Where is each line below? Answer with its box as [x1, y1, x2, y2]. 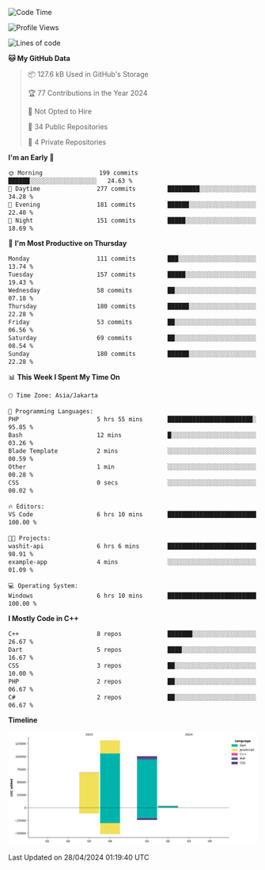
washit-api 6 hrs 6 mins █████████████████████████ [8, 542, 257, 550]
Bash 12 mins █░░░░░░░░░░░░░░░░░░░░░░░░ [8, 431, 257, 439]
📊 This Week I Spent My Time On [8, 373, 120, 381]
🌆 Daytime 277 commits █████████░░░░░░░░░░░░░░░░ [8, 185, 257, 193]
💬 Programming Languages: [8, 408, 93, 416]
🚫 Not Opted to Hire [27, 107, 93, 116]
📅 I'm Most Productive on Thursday [8, 239, 127, 247]
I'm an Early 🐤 [8, 153, 55, 162]
